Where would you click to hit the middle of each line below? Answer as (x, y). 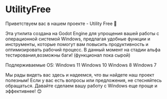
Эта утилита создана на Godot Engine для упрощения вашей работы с (82, 33)
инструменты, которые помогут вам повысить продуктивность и (77, 44)
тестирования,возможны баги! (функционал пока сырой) (68, 55)
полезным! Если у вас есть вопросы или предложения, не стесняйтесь (83, 80)
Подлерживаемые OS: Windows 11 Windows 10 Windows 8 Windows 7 (81, 65)
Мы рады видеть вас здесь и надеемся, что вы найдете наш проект (80, 75)
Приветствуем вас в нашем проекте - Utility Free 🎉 (61, 23)
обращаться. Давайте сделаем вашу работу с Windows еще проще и (81, 86)
